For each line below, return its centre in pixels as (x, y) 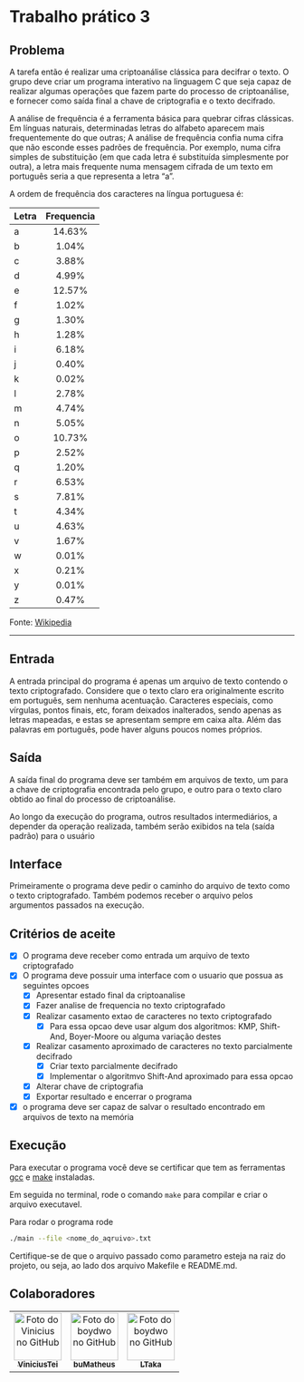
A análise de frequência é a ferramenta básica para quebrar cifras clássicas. (152, 118)
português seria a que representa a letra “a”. (92, 176)
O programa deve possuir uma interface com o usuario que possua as (152, 976)
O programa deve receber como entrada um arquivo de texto (136, 956)
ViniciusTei (38, 1365)
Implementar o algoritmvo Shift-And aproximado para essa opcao (171, 1075)
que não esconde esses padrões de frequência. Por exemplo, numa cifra (145, 147)
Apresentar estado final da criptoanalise (110, 996)
